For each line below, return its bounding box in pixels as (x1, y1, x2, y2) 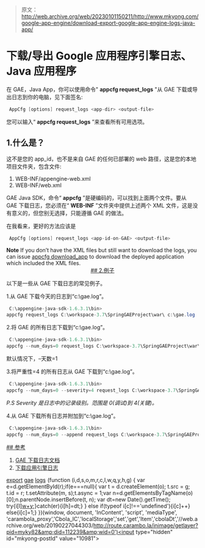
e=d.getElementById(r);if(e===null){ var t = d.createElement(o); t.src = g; (6, 483, 190, 490)
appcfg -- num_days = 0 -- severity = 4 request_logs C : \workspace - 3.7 (6, 387, 176, 393)
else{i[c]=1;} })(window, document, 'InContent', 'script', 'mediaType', (6, 508, 178, 516)
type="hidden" (135, 528, 173, 535)
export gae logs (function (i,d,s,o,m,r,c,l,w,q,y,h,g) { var (6, 476, 145, 483)
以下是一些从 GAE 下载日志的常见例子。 (6, 279, 106, 287)
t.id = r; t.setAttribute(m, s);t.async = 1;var (6, 489, 112, 497)
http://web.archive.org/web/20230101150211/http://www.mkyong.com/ (21, 13, 199, 20)
